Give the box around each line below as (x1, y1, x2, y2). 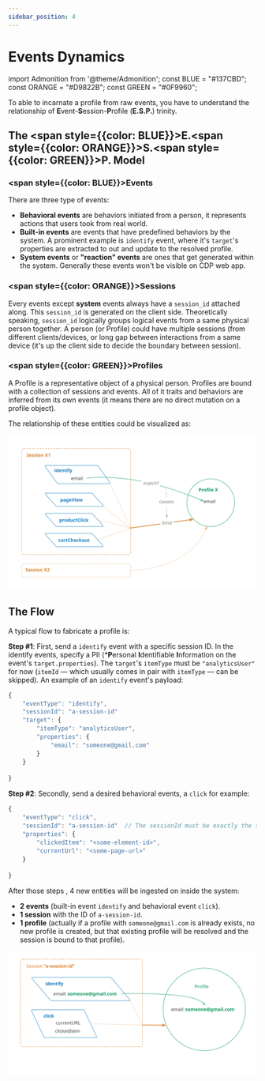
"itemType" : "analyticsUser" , (36, 725, 136, 733)
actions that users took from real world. (19, 219, 148, 228)
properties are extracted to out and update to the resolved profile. (19, 244, 234, 254)
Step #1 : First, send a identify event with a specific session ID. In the (8, 641, 234, 651)
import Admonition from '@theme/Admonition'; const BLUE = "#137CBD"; (8, 73, 247, 83)
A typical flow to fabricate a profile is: (8, 626, 130, 635)
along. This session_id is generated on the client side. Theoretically (8, 307, 228, 316)
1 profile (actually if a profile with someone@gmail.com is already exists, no (19, 918, 255, 928)
